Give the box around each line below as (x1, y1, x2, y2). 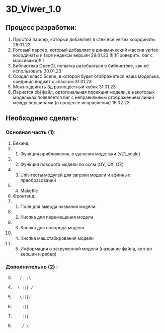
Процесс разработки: (5, 23, 77, 32)
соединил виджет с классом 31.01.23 (12, 78, 92, 84)
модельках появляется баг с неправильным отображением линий (12, 94, 155, 100)
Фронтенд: (12, 193, 36, 199)
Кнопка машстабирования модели (20, 235, 94, 241)
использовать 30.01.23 (12, 68, 62, 74)
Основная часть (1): (5, 129, 56, 136)
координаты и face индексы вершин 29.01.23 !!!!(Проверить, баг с (12, 52, 153, 58)
